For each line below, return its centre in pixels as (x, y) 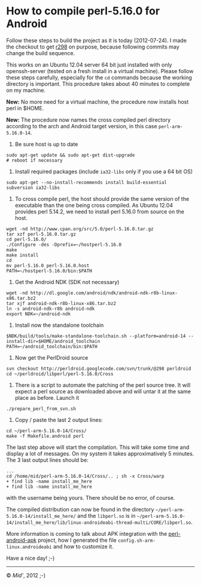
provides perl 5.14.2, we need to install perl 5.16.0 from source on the (99, 212)
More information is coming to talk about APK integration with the (87, 533)
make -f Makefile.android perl (45, 436)
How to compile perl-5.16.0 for (83, 11)
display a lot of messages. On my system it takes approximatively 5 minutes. (100, 453)
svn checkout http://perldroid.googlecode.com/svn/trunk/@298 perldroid (99, 369)
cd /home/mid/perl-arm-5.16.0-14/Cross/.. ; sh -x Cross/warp (85, 476)
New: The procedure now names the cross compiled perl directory (89, 120)
